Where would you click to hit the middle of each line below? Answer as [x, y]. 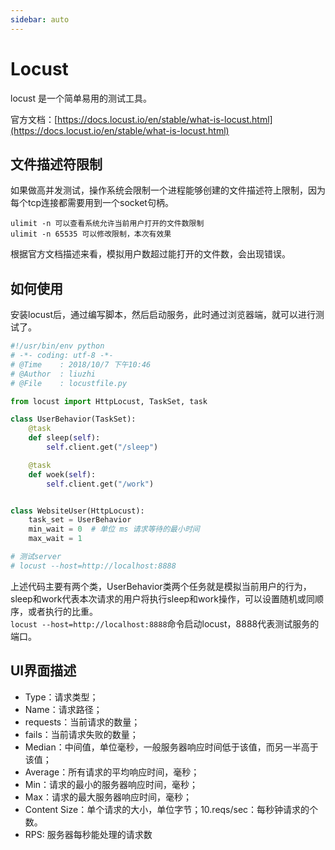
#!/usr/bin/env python [57, 346]
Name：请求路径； [63, 709]
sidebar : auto [40, 19]
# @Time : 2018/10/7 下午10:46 [81, 364]
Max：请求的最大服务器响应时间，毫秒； [108, 797]
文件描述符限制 [56, 164]
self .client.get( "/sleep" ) [102, 447]
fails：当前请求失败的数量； [81, 734]
